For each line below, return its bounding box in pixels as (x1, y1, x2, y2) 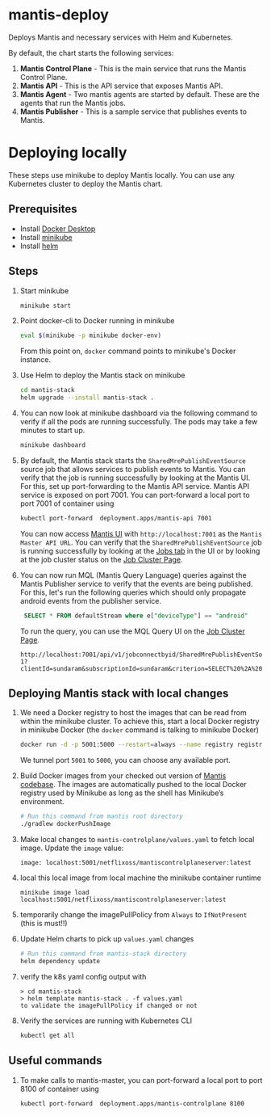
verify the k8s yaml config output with (19, 971, 147, 981)
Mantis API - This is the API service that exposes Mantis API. (19, 81, 223, 91)
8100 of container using (19, 1084, 99, 1093)
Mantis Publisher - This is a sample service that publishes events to (19, 107, 248, 116)
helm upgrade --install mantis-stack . (19, 394, 155, 402)
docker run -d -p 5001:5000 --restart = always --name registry (19, 741, 234, 749)
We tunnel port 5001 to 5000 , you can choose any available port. (19, 756, 231, 765)
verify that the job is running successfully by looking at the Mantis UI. (19, 473, 251, 482)
